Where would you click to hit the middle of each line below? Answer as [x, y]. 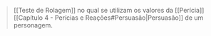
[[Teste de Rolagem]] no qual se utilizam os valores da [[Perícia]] [109, 10]
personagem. [33, 25]
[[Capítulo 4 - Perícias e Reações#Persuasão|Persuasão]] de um [108, 18]
